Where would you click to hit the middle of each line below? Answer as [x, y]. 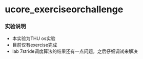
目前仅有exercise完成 [35, 45]
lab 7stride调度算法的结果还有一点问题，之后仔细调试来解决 [75, 51]
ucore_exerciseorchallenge [64, 9]
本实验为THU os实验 [34, 38]
